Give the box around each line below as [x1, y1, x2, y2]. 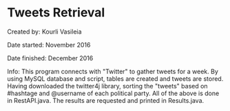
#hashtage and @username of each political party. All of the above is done [7, 89, 220, 97]
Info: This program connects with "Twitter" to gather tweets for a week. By [7, 67, 218, 75]
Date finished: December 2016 [7, 53, 94, 62]
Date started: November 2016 [7, 40, 91, 49]
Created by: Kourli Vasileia [7, 27, 82, 36]
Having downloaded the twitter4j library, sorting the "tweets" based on [7, 82, 208, 90]
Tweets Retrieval [7, 5, 105, 21]
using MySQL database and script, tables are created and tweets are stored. [7, 74, 224, 83]
